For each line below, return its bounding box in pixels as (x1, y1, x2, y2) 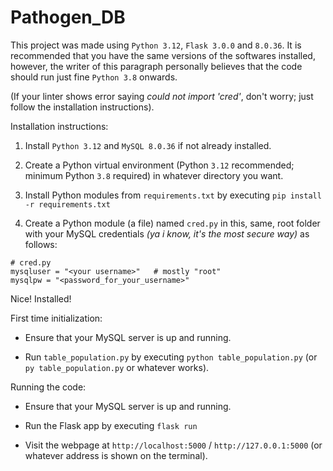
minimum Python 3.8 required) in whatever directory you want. (24, 169, 284, 181)
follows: (24, 238, 58, 250)
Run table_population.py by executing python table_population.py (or (24, 351, 318, 363)
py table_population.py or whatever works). (24, 361, 210, 373)
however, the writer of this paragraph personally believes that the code (10, 60, 303, 72)
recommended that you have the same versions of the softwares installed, (10, 49, 316, 61)
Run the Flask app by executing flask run (24, 419, 198, 431)
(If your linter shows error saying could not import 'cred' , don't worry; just (10, 90, 314, 102)
